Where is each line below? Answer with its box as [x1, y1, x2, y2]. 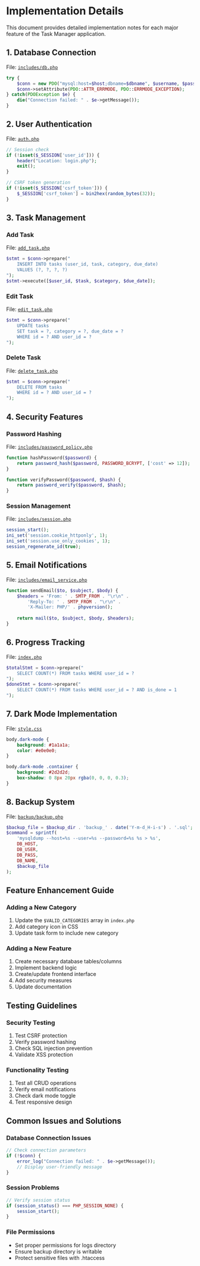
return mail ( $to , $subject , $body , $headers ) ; [17, 615, 135, 621]
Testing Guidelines [6, 1000, 77, 1011]
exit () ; [17, 163, 36, 170]
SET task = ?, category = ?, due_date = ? [17, 328, 124, 334]
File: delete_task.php [6, 367, 58, 374]
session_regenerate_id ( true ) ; [6, 544, 82, 550]
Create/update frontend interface [14, 971, 96, 978]
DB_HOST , [17, 841, 39, 847]
